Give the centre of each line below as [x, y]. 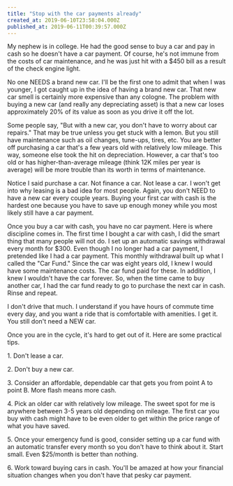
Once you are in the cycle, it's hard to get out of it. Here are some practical [114, 335]
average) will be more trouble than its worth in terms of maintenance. [106, 170]
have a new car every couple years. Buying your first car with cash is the [112, 198]
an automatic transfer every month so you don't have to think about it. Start [115, 447]
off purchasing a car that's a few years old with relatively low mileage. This [115, 148]
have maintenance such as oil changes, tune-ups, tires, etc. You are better [114, 140]
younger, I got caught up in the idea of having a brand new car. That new [112, 90]
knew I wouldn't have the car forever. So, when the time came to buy [106, 278]
